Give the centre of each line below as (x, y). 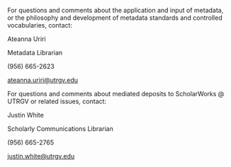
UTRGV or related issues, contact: (57, 101)
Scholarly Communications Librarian (60, 129)
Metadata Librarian (35, 53)
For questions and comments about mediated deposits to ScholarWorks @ (116, 94)
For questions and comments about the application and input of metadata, (115, 10)
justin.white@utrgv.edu (41, 156)
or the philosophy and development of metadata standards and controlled (115, 18)
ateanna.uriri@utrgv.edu (43, 80)
